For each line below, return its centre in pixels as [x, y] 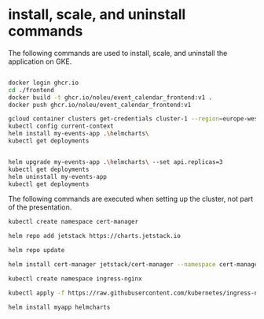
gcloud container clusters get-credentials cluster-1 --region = [115, 119]
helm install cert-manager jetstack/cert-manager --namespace [112, 265]
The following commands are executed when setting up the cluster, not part [131, 199]
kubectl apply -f [37, 293]
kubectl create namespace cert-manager [73, 222]
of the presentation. [40, 207]
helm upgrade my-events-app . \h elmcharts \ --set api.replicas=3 [115, 162]
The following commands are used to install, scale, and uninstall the [118, 53]
